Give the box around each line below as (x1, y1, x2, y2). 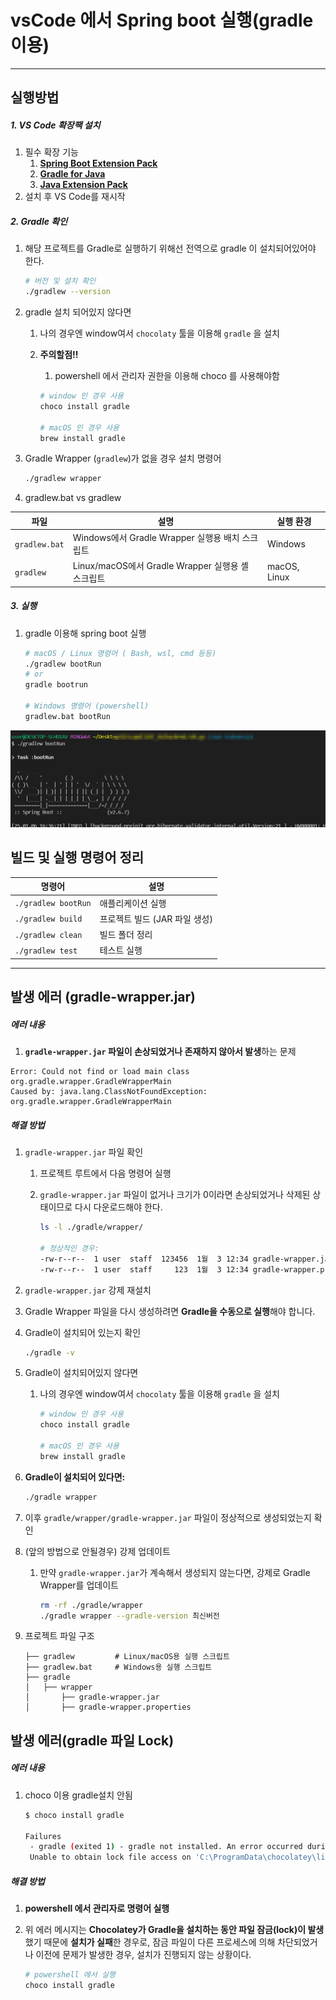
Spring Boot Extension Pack (39, 157, 158, 170)
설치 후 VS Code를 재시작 (24, 191, 126, 203)
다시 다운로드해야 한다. (74, 1201, 163, 1213)
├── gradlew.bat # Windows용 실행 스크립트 (24, 1662, 213, 1673)
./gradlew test (14, 946, 78, 956)
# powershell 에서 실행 (24, 1970, 116, 1980)
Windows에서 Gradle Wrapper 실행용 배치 (72, 532, 240, 544)
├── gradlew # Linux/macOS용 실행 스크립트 (24, 1652, 230, 1662)
